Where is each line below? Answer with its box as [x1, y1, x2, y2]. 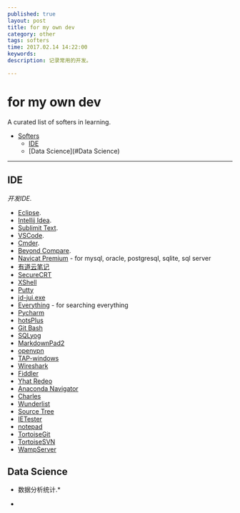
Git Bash [17, 323, 43, 332]
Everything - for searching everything [17, 301, 129, 309]
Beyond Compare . [17, 246, 71, 254]
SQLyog [17, 331, 41, 339]
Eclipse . [17, 208, 41, 216]
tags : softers [7, 37, 50, 44]
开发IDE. [7, 194, 32, 202]
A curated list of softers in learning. [7, 117, 111, 126]
